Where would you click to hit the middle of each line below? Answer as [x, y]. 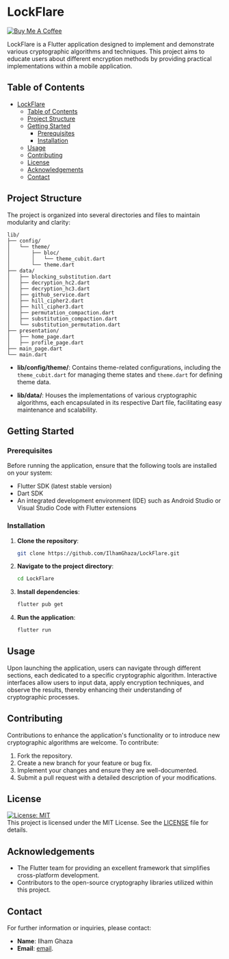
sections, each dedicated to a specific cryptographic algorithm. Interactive [112, 675]
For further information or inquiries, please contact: [79, 928]
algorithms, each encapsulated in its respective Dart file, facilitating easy [119, 402]
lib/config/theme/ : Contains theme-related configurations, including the [119, 367]
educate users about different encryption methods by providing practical [109, 58]
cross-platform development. [58, 875]
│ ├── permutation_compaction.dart [61, 312]
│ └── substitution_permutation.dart [64, 325]
